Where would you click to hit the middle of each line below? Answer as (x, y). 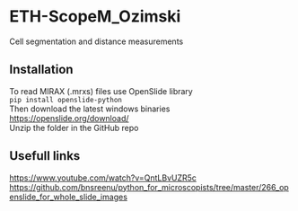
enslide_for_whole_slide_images (69, 197)
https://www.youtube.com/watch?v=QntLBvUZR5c (103, 178)
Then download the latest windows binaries (90, 109)
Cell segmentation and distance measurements (96, 41)
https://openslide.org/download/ (69, 118)
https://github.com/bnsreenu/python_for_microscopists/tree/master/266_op (149, 187)
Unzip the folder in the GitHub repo (74, 127)
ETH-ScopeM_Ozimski (95, 17)
